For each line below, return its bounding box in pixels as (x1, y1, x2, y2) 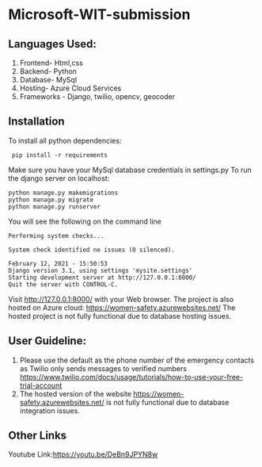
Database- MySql (19, 75, 78, 84)
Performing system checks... (8, 232, 104, 239)
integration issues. (19, 406, 81, 415)
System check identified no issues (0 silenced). (8, 246, 176, 254)
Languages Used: (8, 37, 97, 51)
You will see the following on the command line (8, 216, 162, 226)
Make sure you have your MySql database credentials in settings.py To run (8, 165, 252, 174)
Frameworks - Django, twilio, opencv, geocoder (19, 92, 176, 101)
